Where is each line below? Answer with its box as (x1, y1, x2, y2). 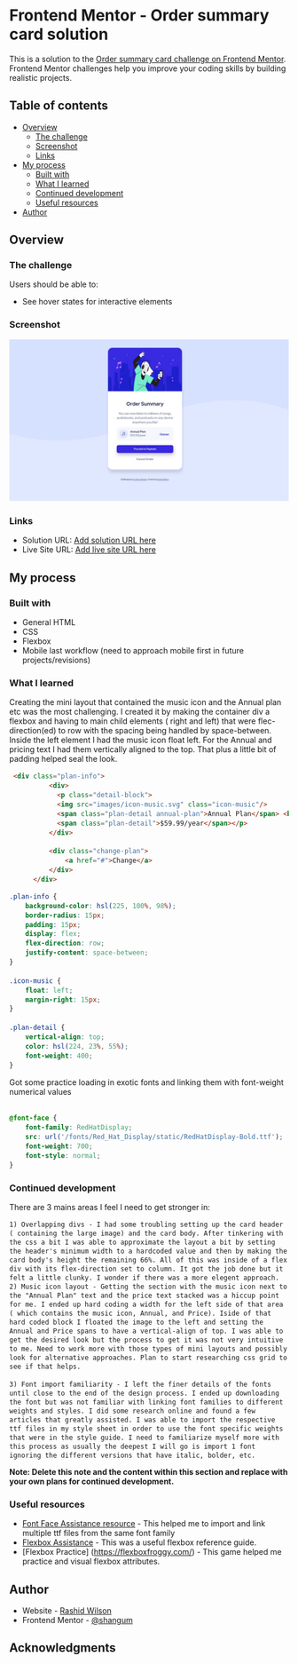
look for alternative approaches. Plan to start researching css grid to (9, 1353, 288, 1362)
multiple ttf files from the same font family (21, 1528, 176, 1539)
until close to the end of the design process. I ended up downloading (9, 1389, 279, 1398)
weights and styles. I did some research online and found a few (9, 1406, 255, 1415)
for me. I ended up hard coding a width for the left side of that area (9, 1300, 284, 1309)
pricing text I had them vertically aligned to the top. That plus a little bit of (9, 744, 277, 755)
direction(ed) (9, 725, 57, 736)
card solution (9, 24, 109, 44)
